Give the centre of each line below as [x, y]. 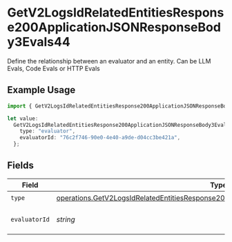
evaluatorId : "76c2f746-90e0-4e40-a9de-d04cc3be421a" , [100, 138]
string [66, 219]
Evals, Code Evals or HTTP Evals [54, 68]
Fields [21, 166]
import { [20, 106]
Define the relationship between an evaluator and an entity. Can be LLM [109, 61]
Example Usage [41, 90]
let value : [23, 119]
